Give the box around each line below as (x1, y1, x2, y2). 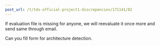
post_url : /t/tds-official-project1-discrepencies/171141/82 (5, 7, 133, 12)
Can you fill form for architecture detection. (5, 35, 92, 41)
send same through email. (5, 25, 58, 32)
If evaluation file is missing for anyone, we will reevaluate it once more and (5, 21, 155, 26)
